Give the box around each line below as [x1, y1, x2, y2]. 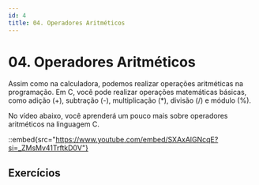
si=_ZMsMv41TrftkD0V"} [8, 143, 88, 153]
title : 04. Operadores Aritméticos [8, 19, 126, 27]
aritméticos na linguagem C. [8, 119, 100, 129]
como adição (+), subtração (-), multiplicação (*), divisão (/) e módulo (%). [8, 96, 251, 105]
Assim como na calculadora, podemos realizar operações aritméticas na [8, 79, 243, 89]
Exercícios [8, 166, 61, 179]
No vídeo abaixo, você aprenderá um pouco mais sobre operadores [8, 111, 228, 121]
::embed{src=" [8, 135, 56, 145]
